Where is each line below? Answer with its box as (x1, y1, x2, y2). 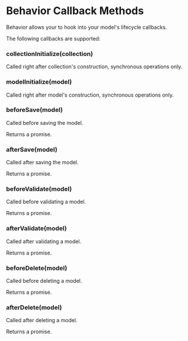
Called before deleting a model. (6, 277, 82, 284)
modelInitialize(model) (6, 78, 72, 86)
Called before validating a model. (6, 198, 86, 206)
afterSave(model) (6, 145, 58, 154)
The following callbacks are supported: (6, 35, 101, 42)
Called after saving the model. (6, 159, 79, 166)
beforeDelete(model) (6, 264, 68, 272)
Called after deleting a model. (6, 317, 78, 324)
